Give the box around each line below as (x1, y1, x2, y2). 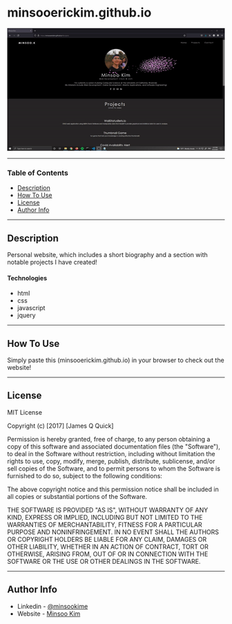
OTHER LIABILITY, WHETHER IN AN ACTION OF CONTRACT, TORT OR (7, 542, 209, 551)
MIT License (7, 408, 43, 416)
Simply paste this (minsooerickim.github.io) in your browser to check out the (7, 356, 224, 364)
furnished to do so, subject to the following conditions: (7, 471, 162, 480)
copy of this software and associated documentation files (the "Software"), (7, 442, 221, 451)
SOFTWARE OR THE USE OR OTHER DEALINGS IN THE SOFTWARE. (7, 557, 201, 565)
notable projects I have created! (7, 258, 98, 266)
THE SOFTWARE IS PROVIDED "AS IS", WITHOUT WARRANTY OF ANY (7, 506, 209, 514)
